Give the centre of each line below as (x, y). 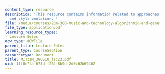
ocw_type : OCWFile (24, 41)
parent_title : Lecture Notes (35, 46)
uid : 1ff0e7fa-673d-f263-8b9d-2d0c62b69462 (50, 64)
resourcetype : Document (29, 55)
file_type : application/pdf (34, 28)
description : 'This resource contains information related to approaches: (83, 14)
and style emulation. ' (34, 18)
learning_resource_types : (31, 32)
